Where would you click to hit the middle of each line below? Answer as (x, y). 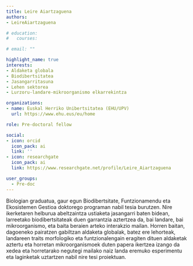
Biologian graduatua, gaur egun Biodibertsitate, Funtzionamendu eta (88, 201)
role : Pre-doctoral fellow (39, 124)
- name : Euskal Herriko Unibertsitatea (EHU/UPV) (68, 109)
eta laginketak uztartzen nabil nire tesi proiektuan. (66, 257)
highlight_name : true (32, 60)
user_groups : (22, 179)
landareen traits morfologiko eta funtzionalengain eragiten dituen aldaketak (96, 238)
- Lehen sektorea (27, 87)
